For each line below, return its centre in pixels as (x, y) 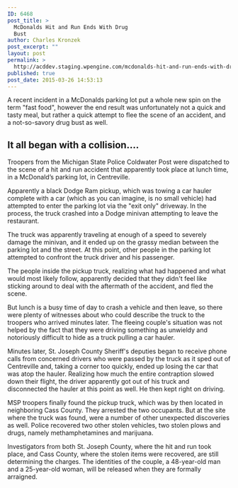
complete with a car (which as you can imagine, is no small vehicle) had (112, 199)
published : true (31, 73)
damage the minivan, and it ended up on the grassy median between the (113, 243)
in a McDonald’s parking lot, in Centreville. (69, 177)
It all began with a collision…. (73, 145)
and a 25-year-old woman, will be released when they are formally (104, 470)
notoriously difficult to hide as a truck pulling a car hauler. (91, 338)
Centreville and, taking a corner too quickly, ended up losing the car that (113, 367)
